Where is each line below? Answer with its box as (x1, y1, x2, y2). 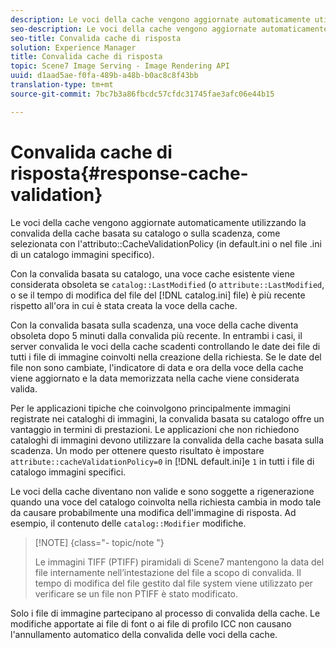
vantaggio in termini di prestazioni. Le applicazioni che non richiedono (10, 423, 300, 435)
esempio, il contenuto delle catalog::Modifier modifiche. (10, 517, 247, 529)
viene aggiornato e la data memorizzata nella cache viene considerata (10, 372, 300, 384)
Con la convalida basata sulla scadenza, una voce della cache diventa (10, 319, 299, 331)
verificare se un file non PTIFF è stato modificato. (34, 587, 239, 600)
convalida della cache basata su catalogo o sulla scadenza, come (10, 227, 281, 239)
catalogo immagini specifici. (10, 466, 127, 478)
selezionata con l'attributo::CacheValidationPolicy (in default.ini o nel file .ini (10, 237, 322, 250)
